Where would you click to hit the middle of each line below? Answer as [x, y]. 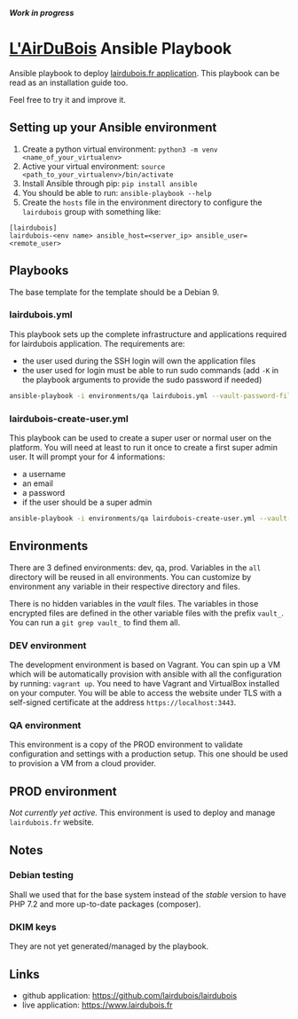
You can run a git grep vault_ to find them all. [95, 622]
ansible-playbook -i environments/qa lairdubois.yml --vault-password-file [152, 396]
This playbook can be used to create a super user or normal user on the [141, 438]
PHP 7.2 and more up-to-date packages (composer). [105, 904]
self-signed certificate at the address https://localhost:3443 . [123, 702]
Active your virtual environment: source [94, 166]
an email [37, 483]
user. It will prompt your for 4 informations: [87, 457]
